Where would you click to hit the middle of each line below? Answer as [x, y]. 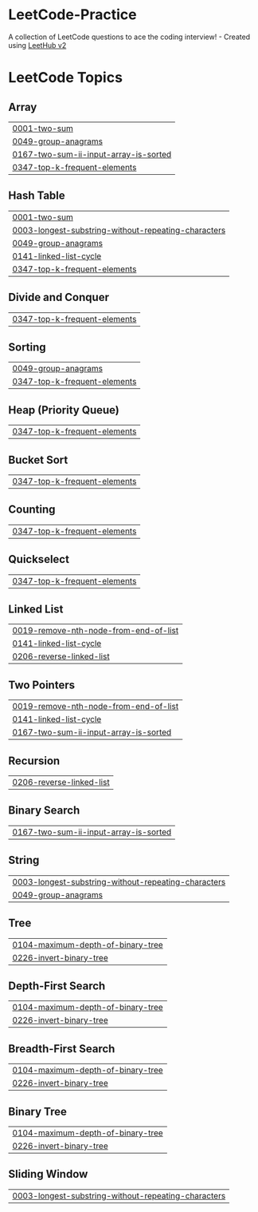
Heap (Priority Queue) [64, 410]
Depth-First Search [57, 986]
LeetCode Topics [66, 78]
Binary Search [44, 811]
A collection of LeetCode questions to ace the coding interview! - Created [129, 37]
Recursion [34, 760]
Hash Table [37, 196]
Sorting [27, 347]
